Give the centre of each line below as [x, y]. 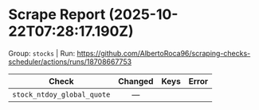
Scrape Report [57, 15]
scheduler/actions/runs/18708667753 [70, 62]
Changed [136, 81]
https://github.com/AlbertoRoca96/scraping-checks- [164, 53]
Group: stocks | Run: [42, 53]
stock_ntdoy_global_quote [61, 94]
